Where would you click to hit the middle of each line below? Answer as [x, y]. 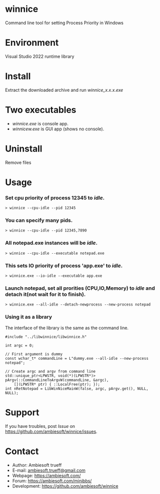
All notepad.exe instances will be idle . [51, 243]
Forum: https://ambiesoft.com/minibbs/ [52, 481]
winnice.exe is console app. [40, 123]
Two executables [41, 110]
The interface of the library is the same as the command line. [67, 328]
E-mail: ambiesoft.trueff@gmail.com [49, 470]
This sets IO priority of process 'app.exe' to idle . [64, 266]
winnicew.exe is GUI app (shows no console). [58, 129]
